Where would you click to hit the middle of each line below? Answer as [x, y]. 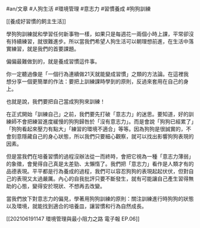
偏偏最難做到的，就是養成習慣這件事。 [53, 61]
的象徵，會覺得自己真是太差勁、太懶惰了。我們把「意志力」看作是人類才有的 [100, 164]
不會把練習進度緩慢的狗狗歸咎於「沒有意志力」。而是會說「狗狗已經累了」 [105, 121]
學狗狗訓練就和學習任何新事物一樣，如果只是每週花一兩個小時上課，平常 [95, 34]
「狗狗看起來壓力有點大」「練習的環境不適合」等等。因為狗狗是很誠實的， [96, 129]
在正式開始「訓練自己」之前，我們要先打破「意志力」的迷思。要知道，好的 [97, 114]
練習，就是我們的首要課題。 [45, 49]
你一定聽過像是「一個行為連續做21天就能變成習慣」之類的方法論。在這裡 [95, 74]
